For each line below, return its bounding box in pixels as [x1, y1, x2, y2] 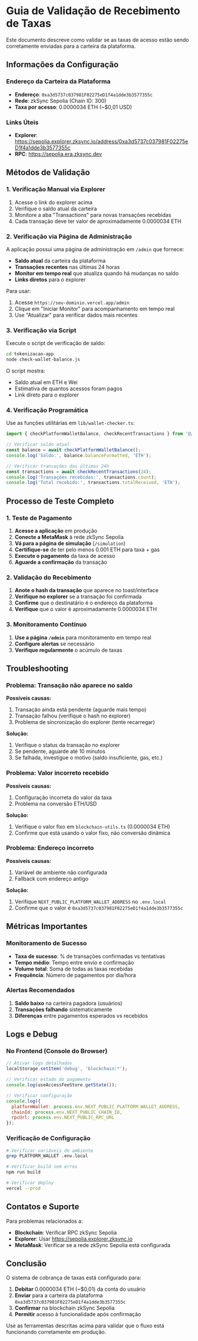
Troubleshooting [6, 663, 69, 673]
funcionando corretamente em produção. [6, 1329, 107, 1336]
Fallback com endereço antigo [14, 875, 88, 882]
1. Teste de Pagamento [6, 514, 72, 522]
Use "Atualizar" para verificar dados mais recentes [14, 311, 138, 319]
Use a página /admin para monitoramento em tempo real [14, 634, 151, 641]
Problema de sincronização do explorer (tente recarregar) [14, 719, 155, 726]
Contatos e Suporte [6, 1202, 80, 1212]
